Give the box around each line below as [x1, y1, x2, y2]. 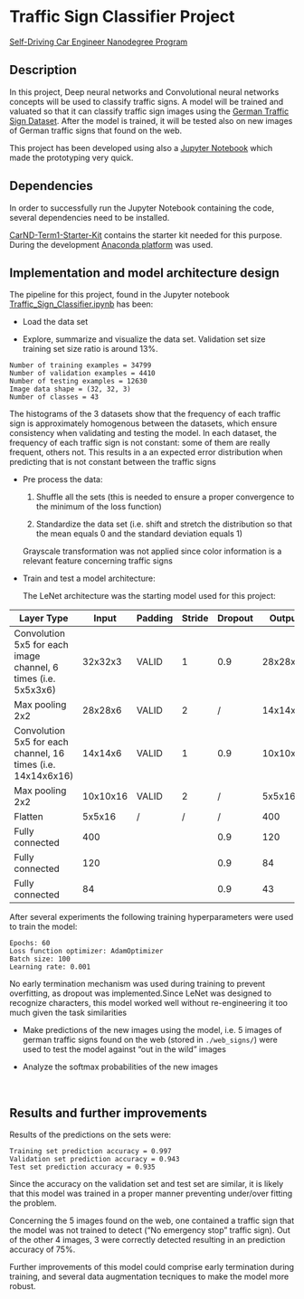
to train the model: [9, 921, 78, 933]
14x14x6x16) [14, 770, 74, 782]
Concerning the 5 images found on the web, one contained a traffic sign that [9, 1215, 295, 1227]
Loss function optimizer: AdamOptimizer [9, 947, 165, 956]
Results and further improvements [9, 1105, 208, 1121]
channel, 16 [14, 747, 65, 760]
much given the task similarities [9, 1007, 128, 1019]
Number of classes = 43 [9, 393, 100, 402]
